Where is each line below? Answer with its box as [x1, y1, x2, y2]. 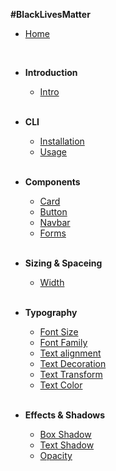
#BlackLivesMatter [10, 9, 91, 20]
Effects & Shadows [24, 409, 106, 421]
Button [39, 206, 68, 218]
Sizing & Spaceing [24, 257, 103, 269]
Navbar [39, 217, 71, 228]
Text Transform [39, 369, 103, 380]
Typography [24, 307, 78, 318]
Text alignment [39, 347, 102, 359]
